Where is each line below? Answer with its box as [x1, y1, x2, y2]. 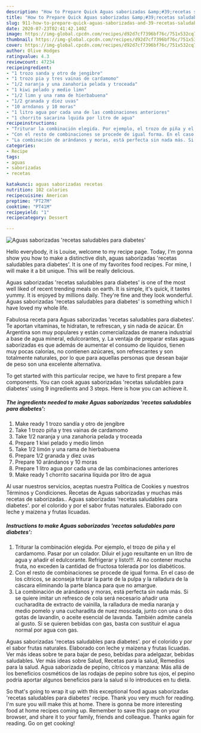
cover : [6, 43, 23, 49]
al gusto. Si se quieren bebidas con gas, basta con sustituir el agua [14, 620, 181, 627]
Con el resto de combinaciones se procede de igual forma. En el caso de [14, 569, 194, 576]
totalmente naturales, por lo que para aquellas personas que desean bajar [6, 355, 188, 362]
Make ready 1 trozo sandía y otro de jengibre [14, 420, 125, 428]
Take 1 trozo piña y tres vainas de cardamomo [14, 426, 129, 434]
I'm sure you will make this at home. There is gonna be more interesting [6, 701, 182, 708]
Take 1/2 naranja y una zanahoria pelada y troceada [14, 433, 142, 440]
